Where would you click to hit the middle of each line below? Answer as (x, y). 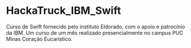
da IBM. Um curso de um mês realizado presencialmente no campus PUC (95, 32)
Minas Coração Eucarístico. (39, 39)
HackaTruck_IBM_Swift (64, 11)
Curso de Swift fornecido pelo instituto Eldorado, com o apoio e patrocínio (96, 27)
